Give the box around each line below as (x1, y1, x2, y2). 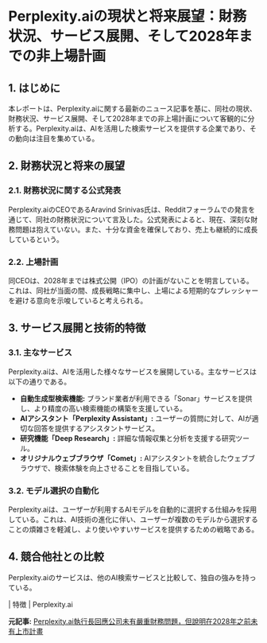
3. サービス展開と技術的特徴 (8, 321, 146, 335)
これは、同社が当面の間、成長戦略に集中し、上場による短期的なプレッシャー (8, 286, 259, 295)
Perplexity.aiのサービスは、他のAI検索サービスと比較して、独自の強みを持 (8, 572, 250, 582)
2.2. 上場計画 (8, 256, 59, 267)
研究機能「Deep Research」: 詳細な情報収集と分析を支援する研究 (19, 433, 236, 442)
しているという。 (8, 234, 64, 244)
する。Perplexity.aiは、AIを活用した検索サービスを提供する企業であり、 (14, 124, 250, 133)
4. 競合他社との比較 (8, 550, 105, 563)
